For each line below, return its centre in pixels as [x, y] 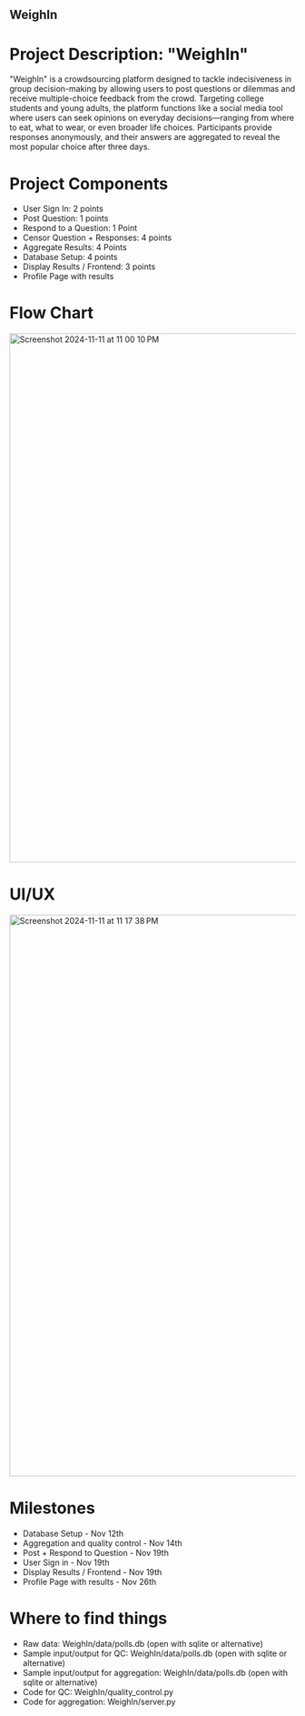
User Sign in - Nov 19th [66, 1562]
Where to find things [89, 1619]
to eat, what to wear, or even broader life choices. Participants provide [141, 127]
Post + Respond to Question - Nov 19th [96, 1553]
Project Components [89, 183]
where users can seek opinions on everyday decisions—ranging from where [152, 118]
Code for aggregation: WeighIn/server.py [99, 1702]
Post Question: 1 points [65, 218]
